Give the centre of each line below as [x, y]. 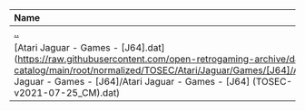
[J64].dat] [143, 47]
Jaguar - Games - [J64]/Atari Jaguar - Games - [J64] [132, 82]
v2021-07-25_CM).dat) [67, 92]
